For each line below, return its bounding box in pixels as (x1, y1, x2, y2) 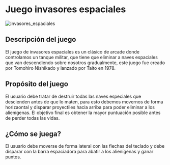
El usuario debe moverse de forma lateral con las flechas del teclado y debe (5, 143, 165, 149)
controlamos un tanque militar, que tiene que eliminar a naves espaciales (5, 54, 158, 60)
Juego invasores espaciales (5, 4, 126, 15)
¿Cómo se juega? (5, 129, 61, 138)
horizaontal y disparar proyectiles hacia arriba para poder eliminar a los (5, 104, 155, 110)
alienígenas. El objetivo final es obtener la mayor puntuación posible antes (5, 109, 161, 116)
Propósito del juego (5, 80, 69, 89)
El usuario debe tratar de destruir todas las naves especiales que (5, 93, 141, 99)
